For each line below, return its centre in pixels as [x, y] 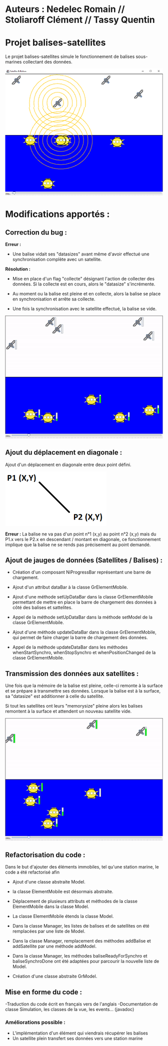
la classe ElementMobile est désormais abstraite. [63, 891]
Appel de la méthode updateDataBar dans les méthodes [70, 647]
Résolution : [18, 269]
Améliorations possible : [35, 1022]
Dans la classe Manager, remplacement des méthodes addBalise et [81, 941]
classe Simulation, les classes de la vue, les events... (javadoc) [70, 1009]
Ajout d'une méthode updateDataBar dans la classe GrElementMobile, [84, 632]
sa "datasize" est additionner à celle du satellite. [55, 696]
